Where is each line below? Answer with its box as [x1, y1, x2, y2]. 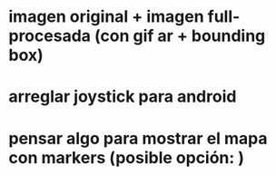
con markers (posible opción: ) [8, 147, 245, 168]
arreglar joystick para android [8, 86, 237, 107]
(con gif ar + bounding [94, 25, 266, 46]
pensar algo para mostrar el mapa [8, 128, 269, 149]
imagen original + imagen [8, 6, 205, 27]
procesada [8, 25, 92, 46]
